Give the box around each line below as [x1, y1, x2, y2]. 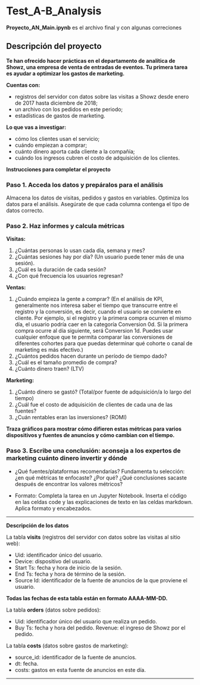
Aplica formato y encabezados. [14, 505, 92, 512]
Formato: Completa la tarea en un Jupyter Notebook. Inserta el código [14, 492, 187, 499]
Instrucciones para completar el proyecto [6, 165, 111, 173]
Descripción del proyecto [6, 41, 102, 51]
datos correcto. [6, 207, 44, 214]
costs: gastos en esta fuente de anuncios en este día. [14, 666, 146, 673]
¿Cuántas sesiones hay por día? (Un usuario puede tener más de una [14, 253, 185, 260]
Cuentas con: [6, 81, 40, 88]
